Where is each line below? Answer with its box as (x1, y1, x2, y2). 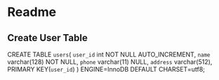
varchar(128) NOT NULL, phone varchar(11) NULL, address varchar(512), (7, 58, 213, 66)
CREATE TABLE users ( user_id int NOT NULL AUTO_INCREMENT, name (7, 50, 211, 58)
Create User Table (7, 32, 88, 44)
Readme (7, 4, 57, 20)
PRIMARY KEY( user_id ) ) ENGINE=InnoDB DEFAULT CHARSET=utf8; (7, 65, 206, 73)
